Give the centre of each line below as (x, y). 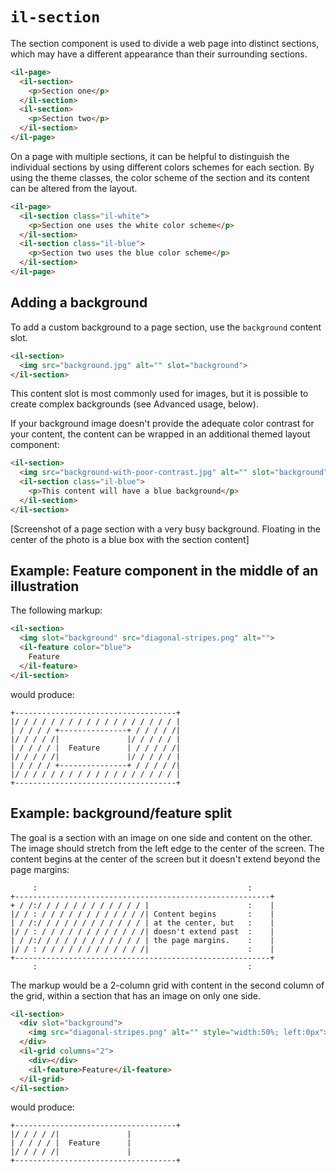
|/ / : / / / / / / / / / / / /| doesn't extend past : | (142, 931)
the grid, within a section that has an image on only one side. (135, 995)
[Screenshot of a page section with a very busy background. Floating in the (166, 529)
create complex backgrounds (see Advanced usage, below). (134, 404)
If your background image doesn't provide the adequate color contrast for (162, 424)
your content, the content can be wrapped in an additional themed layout (160, 434)
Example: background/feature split (121, 813)
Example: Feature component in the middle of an (164, 571)
